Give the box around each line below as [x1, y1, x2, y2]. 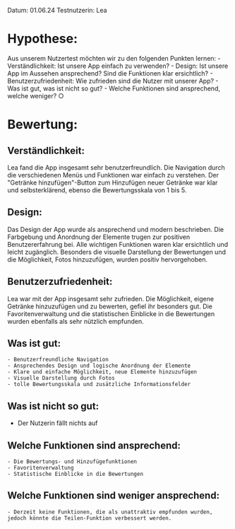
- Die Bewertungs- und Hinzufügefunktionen [7, 458, 138, 465]
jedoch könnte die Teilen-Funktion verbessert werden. [7, 514, 172, 522]
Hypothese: [7, 31, 78, 47]
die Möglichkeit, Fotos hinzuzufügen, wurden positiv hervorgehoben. [7, 255, 208, 264]
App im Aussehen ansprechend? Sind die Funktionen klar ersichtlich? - [7, 69, 213, 77]
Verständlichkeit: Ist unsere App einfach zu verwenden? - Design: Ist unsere [7, 62, 229, 70]
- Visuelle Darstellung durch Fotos [7, 375, 115, 382]
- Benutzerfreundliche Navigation [7, 356, 109, 364]
